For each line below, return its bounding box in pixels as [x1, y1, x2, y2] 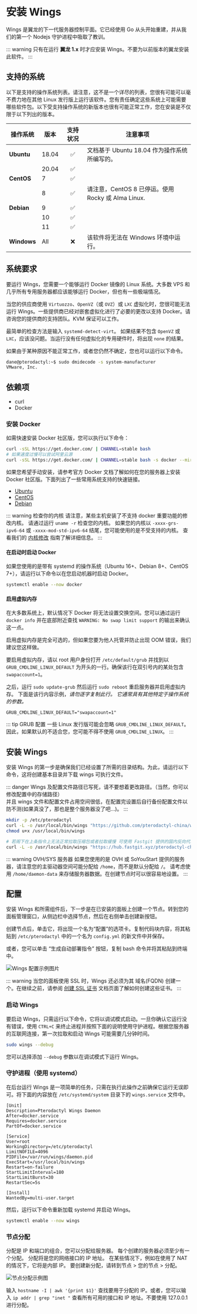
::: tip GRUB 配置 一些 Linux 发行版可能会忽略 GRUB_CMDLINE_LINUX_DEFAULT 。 [6, 721, 189, 728]
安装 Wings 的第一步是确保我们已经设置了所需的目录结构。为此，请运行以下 [6, 764, 189, 771]
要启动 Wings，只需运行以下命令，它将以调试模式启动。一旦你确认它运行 [6, 1015, 182, 1022]
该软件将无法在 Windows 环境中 [87, 233, 175, 241]
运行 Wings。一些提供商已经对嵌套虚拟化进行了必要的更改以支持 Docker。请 [6, 307, 191, 314]
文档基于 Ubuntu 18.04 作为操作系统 [87, 146, 188, 154]
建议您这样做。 [6, 644, 42, 651]
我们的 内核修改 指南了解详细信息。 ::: [11, 534, 103, 541]
